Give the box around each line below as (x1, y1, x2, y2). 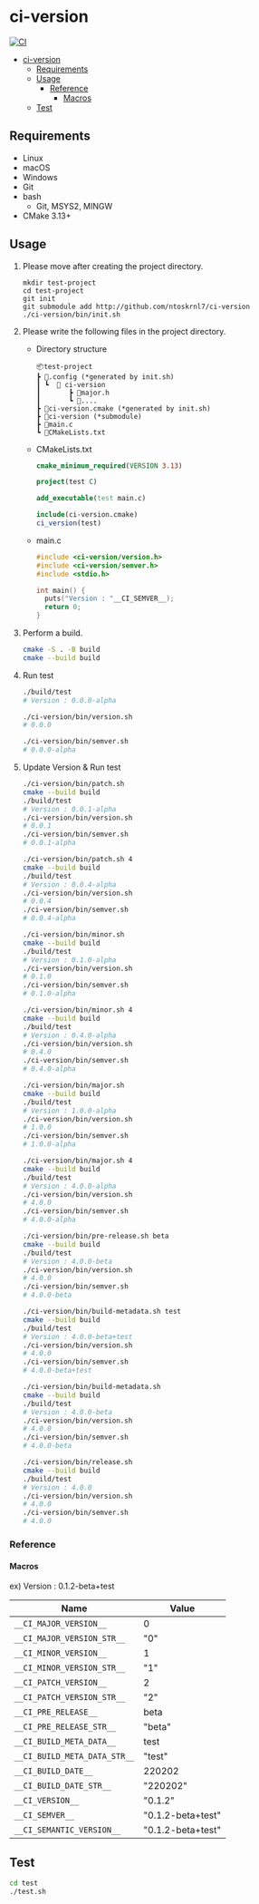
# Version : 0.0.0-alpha (22, 695, 117, 704)
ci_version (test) (35, 519, 102, 528)
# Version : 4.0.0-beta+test (22, 1332, 133, 1341)
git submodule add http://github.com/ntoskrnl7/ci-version (22, 302, 251, 311)
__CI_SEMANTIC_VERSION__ (14, 1825, 121, 1835)
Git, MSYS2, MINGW (35, 200, 113, 211)
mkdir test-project (22, 278, 97, 287)
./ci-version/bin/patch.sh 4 (22, 855, 133, 864)
